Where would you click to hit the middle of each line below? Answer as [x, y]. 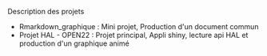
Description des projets [46, 11]
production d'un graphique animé [74, 43]
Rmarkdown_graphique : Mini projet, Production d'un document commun [139, 26]
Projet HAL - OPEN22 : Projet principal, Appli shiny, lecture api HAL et [133, 35]
